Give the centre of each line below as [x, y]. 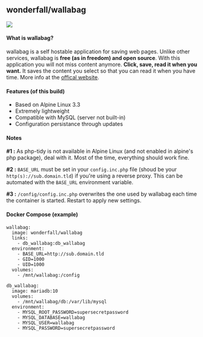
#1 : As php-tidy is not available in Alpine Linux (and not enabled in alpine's [100, 152]
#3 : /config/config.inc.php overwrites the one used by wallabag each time [101, 194]
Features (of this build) [36, 91]
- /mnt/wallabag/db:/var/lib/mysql [62, 302]
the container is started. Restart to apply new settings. [74, 201]
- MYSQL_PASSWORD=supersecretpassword [66, 328]
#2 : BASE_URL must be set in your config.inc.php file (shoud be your [92, 170]
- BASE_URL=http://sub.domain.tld [61, 254]
